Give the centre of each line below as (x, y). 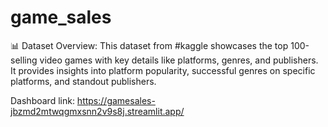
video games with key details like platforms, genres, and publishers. (179, 60)
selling (24, 60)
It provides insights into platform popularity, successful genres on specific (163, 70)
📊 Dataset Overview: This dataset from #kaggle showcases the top (149, 45)
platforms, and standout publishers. (83, 81)
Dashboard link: (42, 100)
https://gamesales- (116, 100)
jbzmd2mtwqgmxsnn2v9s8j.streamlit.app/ (97, 111)
